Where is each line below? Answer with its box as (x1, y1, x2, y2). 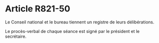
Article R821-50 (5, 3, 71, 14)
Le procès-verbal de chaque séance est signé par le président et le (5, 28, 140, 34)
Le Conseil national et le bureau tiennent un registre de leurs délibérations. (5, 19, 155, 25)
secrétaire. (5, 33, 27, 39)
